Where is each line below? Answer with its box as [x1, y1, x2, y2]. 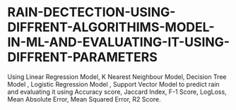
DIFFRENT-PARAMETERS [7, 49, 158, 66]
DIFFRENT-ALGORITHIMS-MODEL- [7, 19, 215, 35]
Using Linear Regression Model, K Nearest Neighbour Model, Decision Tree [7, 72, 227, 81]
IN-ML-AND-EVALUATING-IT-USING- [7, 35, 230, 50]
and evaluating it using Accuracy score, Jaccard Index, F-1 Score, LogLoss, [7, 87, 228, 96]
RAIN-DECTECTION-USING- [7, 4, 176, 20]
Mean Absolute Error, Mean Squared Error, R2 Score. [7, 94, 161, 103]
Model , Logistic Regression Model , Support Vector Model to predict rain [7, 80, 220, 88]
